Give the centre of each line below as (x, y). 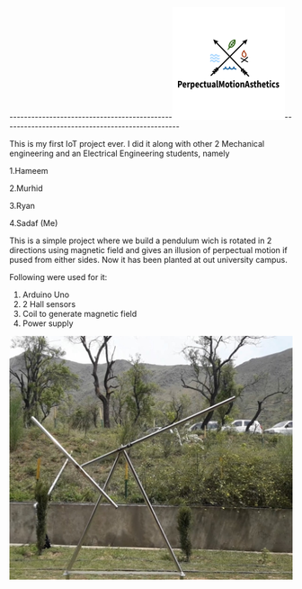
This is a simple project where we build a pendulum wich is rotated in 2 (141, 240)
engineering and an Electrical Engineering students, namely (120, 153)
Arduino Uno (46, 294)
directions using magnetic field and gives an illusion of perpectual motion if (148, 250)
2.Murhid (26, 188)
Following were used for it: (58, 277)
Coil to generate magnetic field (80, 314)
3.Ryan (22, 206)
